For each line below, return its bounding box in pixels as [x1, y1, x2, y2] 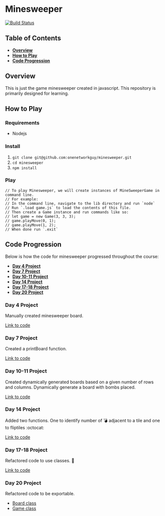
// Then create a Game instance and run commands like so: [5, 210, 129, 215]
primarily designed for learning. [5, 90, 69, 96]
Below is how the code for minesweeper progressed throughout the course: [5, 253, 159, 259]
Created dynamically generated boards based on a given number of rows [5, 379, 154, 385]
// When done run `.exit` [5, 227, 58, 232]
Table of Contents [5, 34, 62, 42]
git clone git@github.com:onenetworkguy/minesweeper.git [12, 155, 132, 160]
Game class [12, 506, 36, 512]
